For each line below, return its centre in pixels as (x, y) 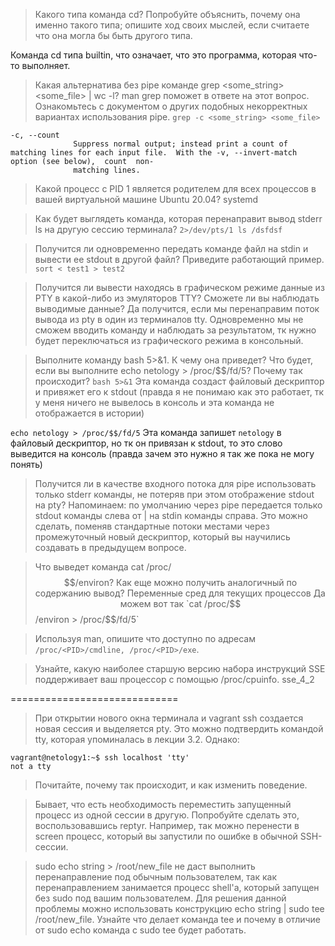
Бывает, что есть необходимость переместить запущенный (163, 804)
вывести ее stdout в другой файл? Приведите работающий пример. (179, 259)
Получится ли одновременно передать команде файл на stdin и (171, 248)
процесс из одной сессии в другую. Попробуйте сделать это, (167, 815)
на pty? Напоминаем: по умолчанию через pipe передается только (178, 505)
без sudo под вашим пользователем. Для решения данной (160, 898)
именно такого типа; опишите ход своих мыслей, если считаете (172, 25)
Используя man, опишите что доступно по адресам (145, 638)
